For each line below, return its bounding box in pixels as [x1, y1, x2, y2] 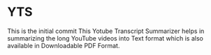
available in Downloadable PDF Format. [7, 41, 120, 49]
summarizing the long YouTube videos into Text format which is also [7, 34, 204, 42]
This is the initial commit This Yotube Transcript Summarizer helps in [7, 27, 205, 35]
